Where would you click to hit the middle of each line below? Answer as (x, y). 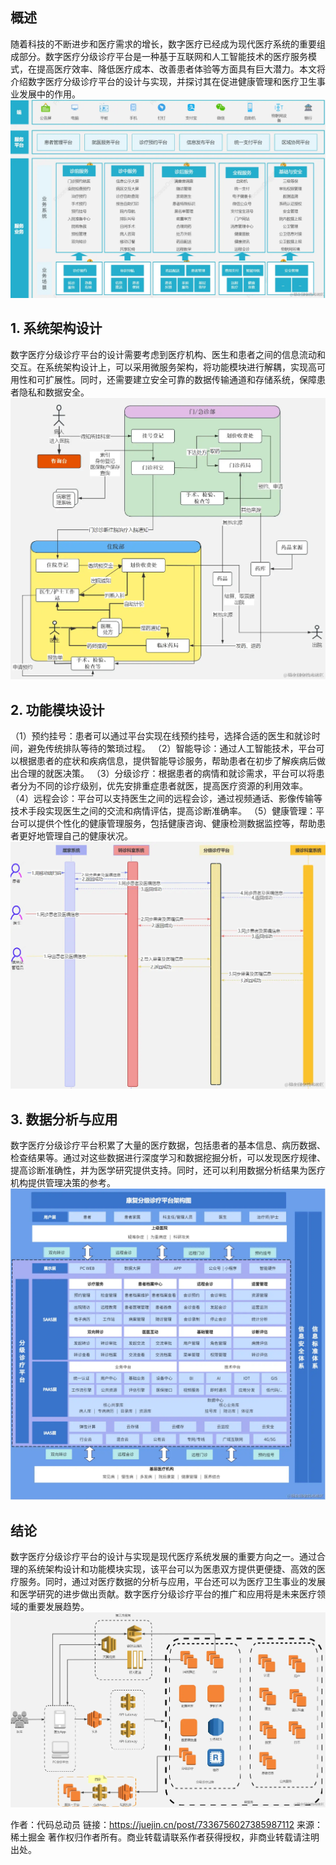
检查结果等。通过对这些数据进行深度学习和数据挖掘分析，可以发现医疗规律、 (168, 1158)
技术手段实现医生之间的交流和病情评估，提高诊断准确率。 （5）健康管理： (163, 811)
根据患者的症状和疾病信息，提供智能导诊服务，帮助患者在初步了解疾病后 (167, 761)
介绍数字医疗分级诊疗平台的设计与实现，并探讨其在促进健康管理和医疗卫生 (163, 81)
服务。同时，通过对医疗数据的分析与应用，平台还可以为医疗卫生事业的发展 (172, 1582)
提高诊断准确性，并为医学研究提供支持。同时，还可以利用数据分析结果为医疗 (168, 1170)
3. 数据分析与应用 (64, 1119)
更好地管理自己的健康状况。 (75, 836)
